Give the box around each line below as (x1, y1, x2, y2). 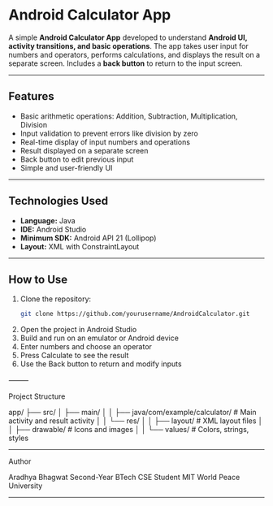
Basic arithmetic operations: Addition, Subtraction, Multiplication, (19, 111, 238, 121)
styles (8, 433, 29, 443)
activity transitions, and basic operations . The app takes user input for (8, 41, 249, 50)
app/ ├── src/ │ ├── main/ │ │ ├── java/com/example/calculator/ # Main (8, 408, 258, 417)
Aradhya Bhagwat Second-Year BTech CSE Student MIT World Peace (8, 473, 240, 482)
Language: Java (19, 215, 76, 225)
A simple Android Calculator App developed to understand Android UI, (8, 32, 248, 42)
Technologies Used (8, 194, 108, 208)
